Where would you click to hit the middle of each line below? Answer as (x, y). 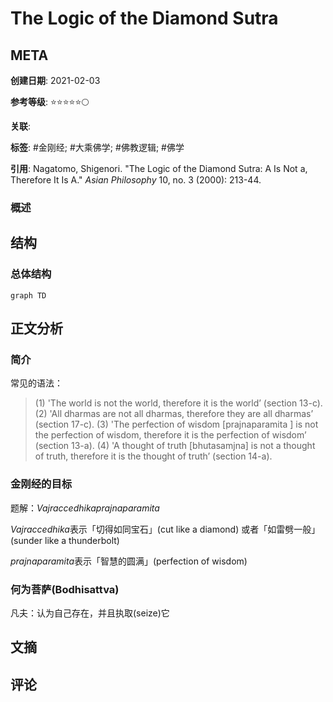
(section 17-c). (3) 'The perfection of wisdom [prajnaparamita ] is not (176, 424)
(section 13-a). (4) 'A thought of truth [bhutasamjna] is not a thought (175, 446)
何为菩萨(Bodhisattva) (65, 589)
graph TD (28, 295)
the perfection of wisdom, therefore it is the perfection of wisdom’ (170, 435)
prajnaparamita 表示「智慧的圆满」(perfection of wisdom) (129, 561)
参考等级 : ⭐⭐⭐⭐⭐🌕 (50, 101)
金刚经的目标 (41, 484)
